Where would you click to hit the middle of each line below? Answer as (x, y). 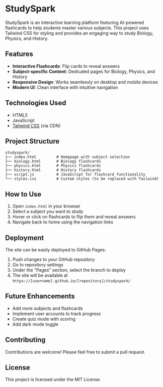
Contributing (25, 340)
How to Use (23, 194)
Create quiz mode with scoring (44, 319)
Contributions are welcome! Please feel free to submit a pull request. (75, 352)
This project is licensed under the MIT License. (53, 380)
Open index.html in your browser (46, 206)
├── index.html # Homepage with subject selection (68, 157)
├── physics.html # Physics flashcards (53, 166)
